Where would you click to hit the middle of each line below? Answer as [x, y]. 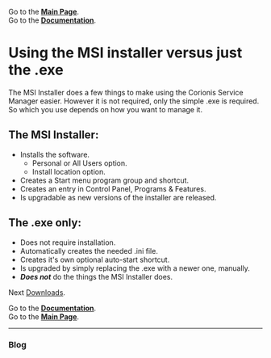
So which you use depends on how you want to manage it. [106, 109]
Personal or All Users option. [79, 163]
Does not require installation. [68, 242]
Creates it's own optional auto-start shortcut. [95, 259]
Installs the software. [55, 154]
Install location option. [69, 171]
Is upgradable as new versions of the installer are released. [118, 197]
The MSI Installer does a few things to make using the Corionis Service [126, 92]
